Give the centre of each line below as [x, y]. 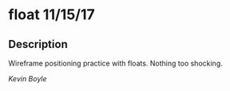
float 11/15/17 [52, 15]
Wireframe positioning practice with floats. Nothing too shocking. [115, 63]
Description [38, 44]
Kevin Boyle [28, 79]
